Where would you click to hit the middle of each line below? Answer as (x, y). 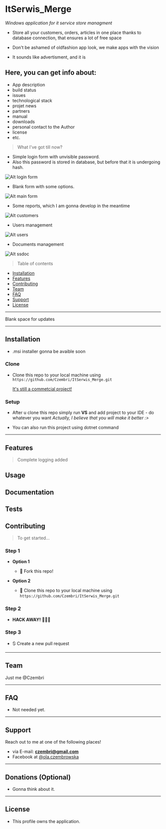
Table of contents (35, 263)
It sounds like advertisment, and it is (49, 57)
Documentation (30, 492)
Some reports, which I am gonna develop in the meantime (71, 206)
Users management (32, 225)
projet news (24, 106)
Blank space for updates (30, 319)
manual (20, 116)
